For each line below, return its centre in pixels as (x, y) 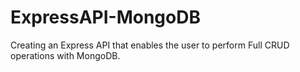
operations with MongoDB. (65, 55)
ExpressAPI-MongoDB (105, 17)
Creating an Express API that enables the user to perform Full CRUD (150, 45)
